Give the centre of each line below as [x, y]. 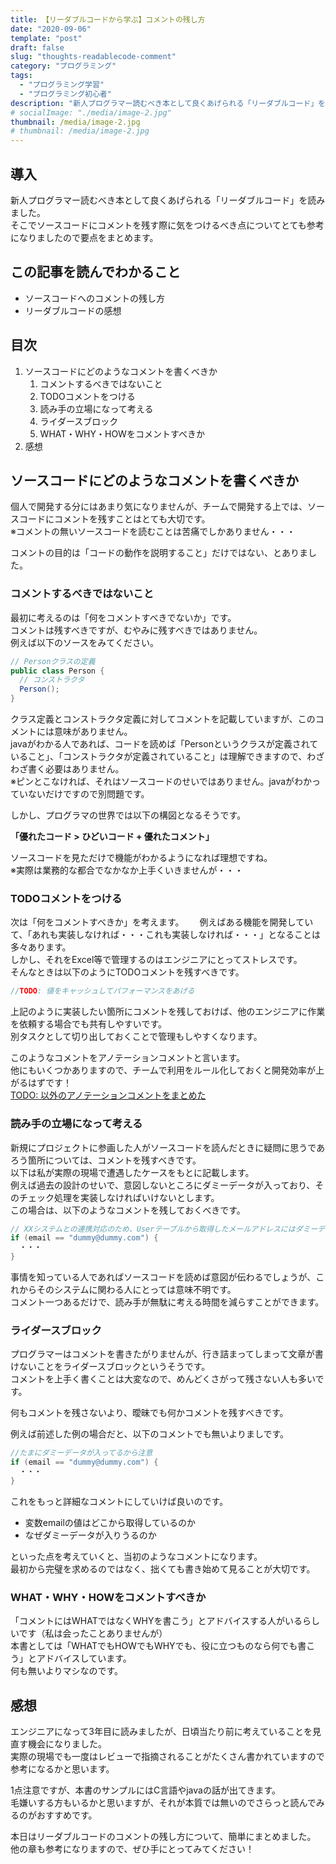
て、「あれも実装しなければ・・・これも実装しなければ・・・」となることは [165, 935]
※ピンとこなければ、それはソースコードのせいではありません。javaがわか [161, 782]
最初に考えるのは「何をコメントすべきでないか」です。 [123, 617]
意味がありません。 [93, 732]
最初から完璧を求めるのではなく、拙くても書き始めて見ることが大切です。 [163, 1568]
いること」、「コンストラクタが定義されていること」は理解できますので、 [159, 757]
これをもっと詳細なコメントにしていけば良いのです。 [119, 1501]
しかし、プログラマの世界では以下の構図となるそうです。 [128, 815]
